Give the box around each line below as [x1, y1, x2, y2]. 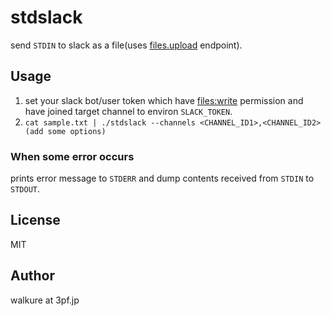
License [10, 212, 61, 229]
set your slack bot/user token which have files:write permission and [24, 94, 304, 106]
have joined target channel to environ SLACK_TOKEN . [24, 105, 233, 117]
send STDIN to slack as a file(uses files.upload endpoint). [10, 39, 243, 51]
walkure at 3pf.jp [10, 294, 80, 306]
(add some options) [24, 126, 107, 136]
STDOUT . [10, 183, 40, 195]
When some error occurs [10, 149, 135, 163]
